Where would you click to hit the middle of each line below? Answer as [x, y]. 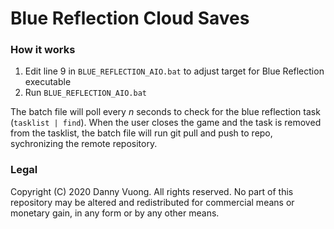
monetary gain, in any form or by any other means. [115, 213]
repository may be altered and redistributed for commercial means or [152, 202]
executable [48, 82]
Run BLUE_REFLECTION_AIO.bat [85, 93]
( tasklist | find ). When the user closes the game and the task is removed [166, 123]
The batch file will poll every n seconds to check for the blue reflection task [165, 112]
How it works [43, 50]
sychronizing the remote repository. [84, 144]
